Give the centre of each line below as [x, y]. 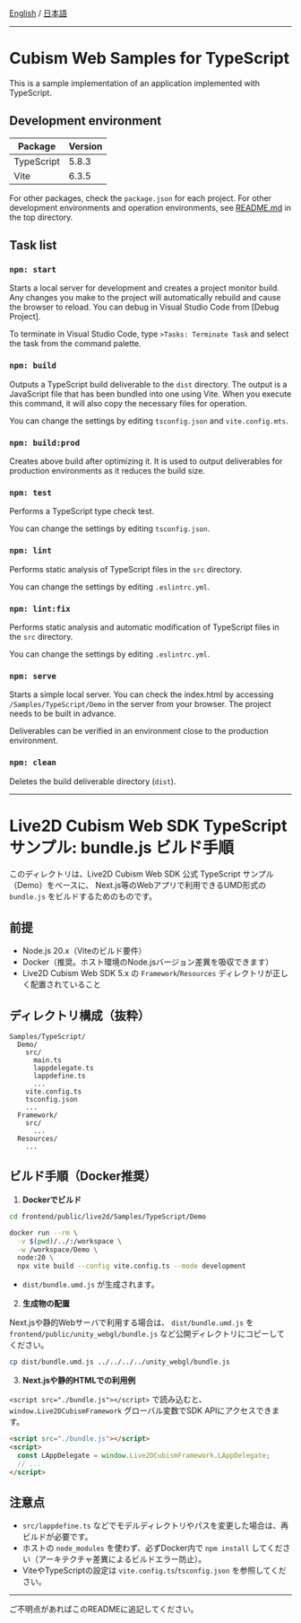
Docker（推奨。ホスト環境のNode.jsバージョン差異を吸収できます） [148, 962]
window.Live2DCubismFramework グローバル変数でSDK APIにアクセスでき [141, 1410]
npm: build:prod [45, 443]
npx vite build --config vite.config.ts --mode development [132, 1266]
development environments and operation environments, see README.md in [150, 207]
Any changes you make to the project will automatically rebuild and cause [145, 298]
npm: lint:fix [40, 609]
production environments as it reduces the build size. [107, 471]
